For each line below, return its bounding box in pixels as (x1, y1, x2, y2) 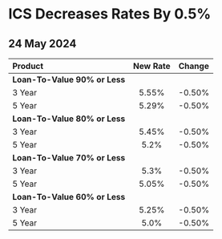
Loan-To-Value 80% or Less (12, 113, 126, 124)
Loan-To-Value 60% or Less (12, 192, 126, 202)
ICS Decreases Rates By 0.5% (8, 5, 212, 23)
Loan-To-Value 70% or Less (12, 152, 126, 163)
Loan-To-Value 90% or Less (12, 74, 126, 85)
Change (178, 61, 210, 71)
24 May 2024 (8, 37, 77, 51)
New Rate (132, 61, 171, 71)
